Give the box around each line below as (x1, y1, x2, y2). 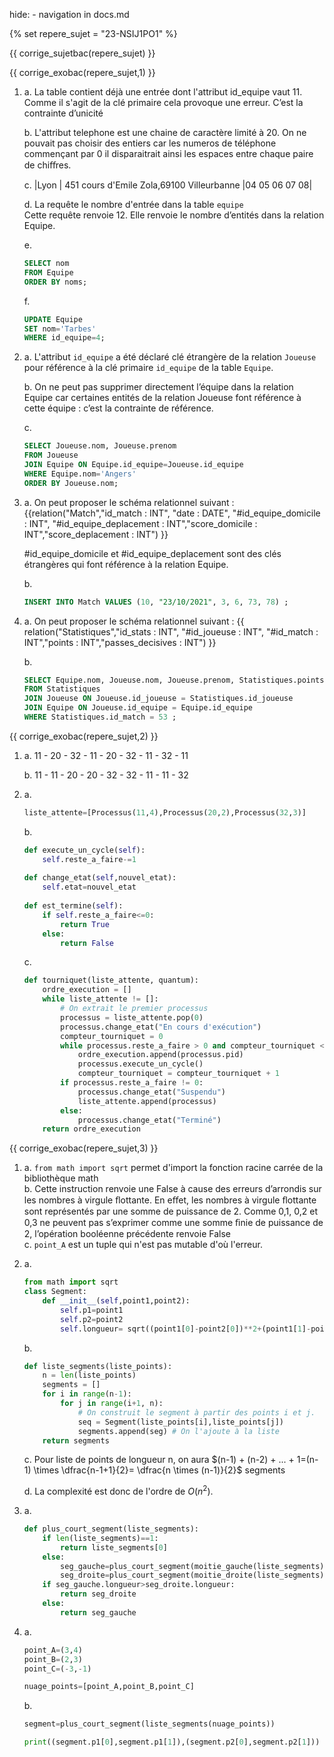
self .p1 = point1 (60, 1305, 124, 1315)
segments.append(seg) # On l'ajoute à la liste (77, 1426, 280, 1436)
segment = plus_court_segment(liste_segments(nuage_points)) (23, 1719, 276, 1729)
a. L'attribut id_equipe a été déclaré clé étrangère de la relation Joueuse (23, 351, 317, 363)
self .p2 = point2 (60, 1314, 124, 1324)
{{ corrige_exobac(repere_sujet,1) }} (9, 67, 156, 78)
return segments (42, 1435, 110, 1446)
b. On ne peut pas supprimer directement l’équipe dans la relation (23, 381, 294, 393)
